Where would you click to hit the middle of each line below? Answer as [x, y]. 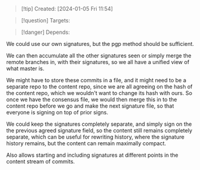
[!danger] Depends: [45, 32]
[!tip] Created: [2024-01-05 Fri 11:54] [67, 9]
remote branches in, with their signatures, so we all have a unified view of [98, 62]
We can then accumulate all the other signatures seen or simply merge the [99, 56]
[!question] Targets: [46, 20]
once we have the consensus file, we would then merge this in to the [92, 100]
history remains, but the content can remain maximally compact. [86, 143]
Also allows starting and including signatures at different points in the [92, 155]
